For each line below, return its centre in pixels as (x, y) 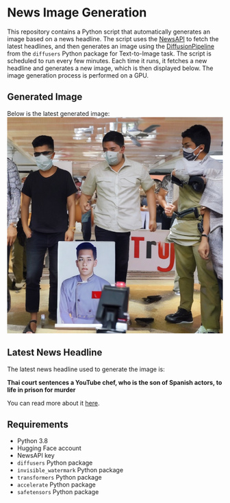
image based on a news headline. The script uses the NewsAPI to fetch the (113, 38)
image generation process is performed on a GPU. (78, 75)
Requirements (38, 424)
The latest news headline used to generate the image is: (86, 369)
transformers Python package (59, 478)
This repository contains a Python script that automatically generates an (109, 32)
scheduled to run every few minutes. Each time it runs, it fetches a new (107, 60)
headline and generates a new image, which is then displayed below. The (110, 68)
